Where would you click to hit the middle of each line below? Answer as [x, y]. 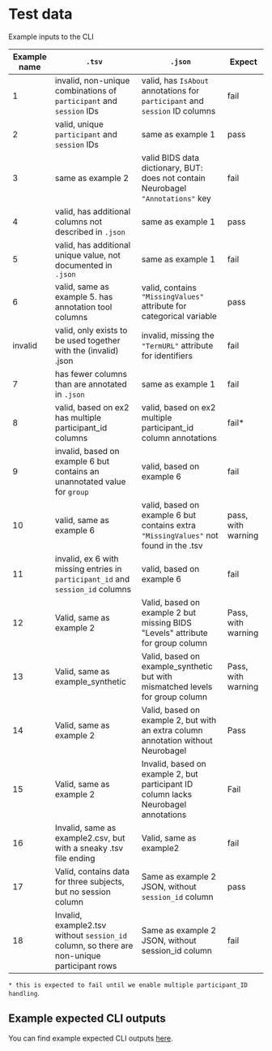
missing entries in [89, 569]
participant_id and [93, 579]
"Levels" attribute [174, 633]
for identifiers [167, 356]
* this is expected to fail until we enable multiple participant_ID [128, 985]
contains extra [168, 525]
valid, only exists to [91, 330]
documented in [84, 265]
